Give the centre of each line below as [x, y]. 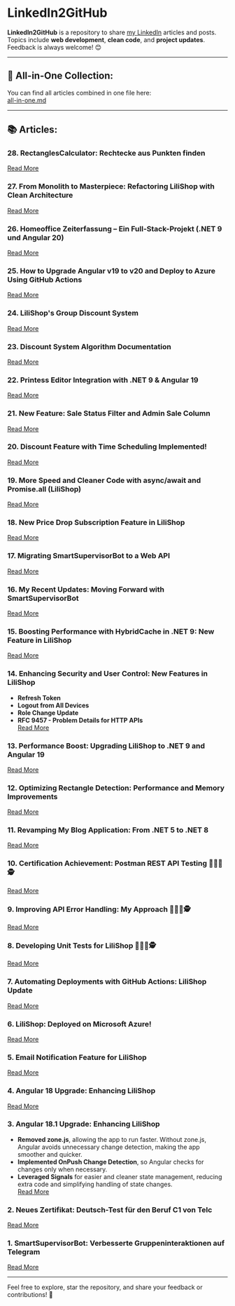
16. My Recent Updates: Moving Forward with [86, 589]
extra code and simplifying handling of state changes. [95, 1184]
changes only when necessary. [62, 1169]
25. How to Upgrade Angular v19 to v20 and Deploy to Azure [111, 271]
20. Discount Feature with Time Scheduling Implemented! [107, 447]
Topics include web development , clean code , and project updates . [106, 39]
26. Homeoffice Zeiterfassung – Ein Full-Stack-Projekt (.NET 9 [115, 229]
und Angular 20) [36, 238]
